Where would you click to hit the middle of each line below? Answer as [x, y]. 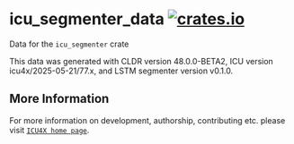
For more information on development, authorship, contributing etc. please [147, 120]
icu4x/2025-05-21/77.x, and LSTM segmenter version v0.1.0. [121, 71]
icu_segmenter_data [87, 19]
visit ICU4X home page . [49, 130]
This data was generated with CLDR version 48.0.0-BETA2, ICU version [142, 61]
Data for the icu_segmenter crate [69, 44]
